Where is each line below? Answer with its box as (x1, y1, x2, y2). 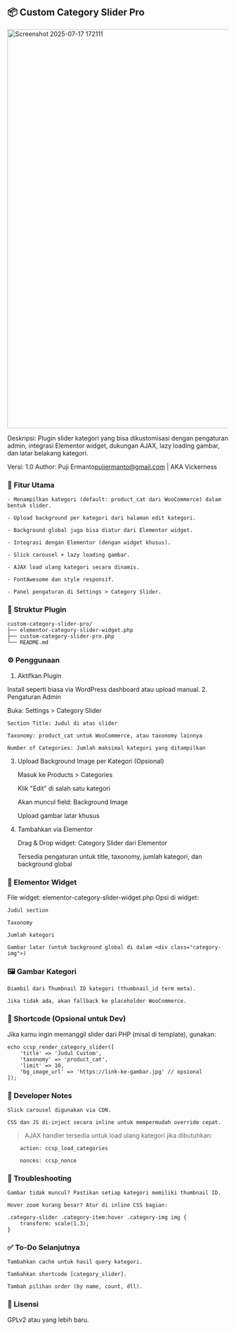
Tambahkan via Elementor (17, 825, 93, 833)
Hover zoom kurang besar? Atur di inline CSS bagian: (7, 1201, 169, 1209)
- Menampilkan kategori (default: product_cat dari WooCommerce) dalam (7, 496, 221, 503)
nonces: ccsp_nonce (20, 1157, 77, 1164)
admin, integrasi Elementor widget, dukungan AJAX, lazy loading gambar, (7, 441, 220, 450)
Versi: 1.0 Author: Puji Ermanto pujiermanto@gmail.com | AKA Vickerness (7, 462, 218, 471)
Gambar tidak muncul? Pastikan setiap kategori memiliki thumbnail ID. (7, 1190, 221, 1197)
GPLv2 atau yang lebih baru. (7, 1316, 89, 1324)
